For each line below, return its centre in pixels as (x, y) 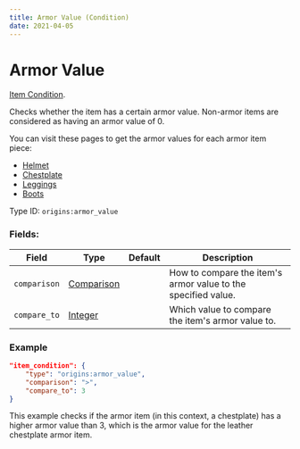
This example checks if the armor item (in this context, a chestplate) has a (145, 416)
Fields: (25, 235)
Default (144, 257)
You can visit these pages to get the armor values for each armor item (138, 138)
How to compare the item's (226, 272)
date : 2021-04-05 (42, 26)
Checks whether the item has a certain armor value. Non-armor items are (144, 112)
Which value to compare (221, 309)
